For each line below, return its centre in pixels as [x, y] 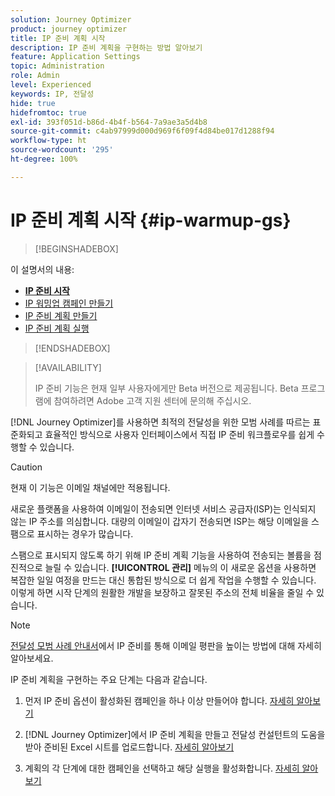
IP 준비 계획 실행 [57, 328]
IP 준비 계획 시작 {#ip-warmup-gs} [151, 220]
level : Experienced [51, 85]
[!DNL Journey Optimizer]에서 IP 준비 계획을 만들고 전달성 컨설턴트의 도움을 [175, 734]
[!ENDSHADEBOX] [72, 348]
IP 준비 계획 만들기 [61, 315]
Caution [26, 467]
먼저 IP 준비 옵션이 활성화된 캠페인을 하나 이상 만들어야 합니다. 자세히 [159, 700]
